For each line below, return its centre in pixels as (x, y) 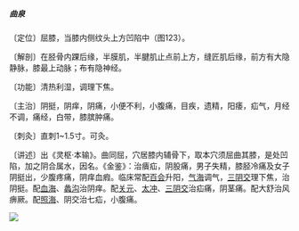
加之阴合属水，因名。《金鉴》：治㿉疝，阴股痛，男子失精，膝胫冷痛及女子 (157, 166)
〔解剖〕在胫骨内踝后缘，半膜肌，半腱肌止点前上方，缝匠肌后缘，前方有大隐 (149, 56)
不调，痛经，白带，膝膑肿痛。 (64, 117)
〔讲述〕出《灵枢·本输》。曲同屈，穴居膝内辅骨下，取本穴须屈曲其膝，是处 (145, 154)
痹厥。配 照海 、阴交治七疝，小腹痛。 (76, 199)
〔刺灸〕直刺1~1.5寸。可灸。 (61, 136)
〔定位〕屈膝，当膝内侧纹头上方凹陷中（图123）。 (99, 37)
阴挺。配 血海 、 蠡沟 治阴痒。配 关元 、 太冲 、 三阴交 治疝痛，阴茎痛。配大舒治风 (149, 188)
